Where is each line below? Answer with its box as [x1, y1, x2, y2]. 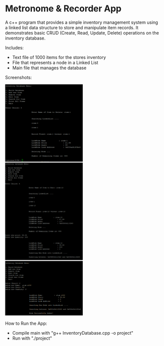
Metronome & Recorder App [5, 3, 122, 14]
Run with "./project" [12, 335, 53, 341]
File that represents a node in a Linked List [12, 59, 98, 65]
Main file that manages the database [12, 65, 87, 71]
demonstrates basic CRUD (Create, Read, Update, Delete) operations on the [5, 30, 159, 36]
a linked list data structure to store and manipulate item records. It [5, 24, 139, 30]
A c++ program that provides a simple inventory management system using [5, 19, 159, 25]
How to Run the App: [5, 320, 48, 326]
